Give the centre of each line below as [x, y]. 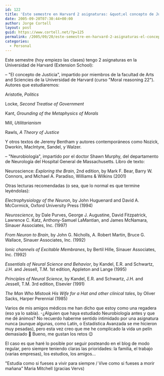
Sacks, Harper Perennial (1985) [36, 298]
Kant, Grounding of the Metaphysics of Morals [52, 113]
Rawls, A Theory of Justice [32, 132]
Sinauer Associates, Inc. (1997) [36, 225]
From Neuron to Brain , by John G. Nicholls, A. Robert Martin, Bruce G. [75, 234]
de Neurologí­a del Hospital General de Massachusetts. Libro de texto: [75, 161]
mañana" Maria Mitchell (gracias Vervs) [45, 368]
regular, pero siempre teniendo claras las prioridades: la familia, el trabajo [79, 348]
